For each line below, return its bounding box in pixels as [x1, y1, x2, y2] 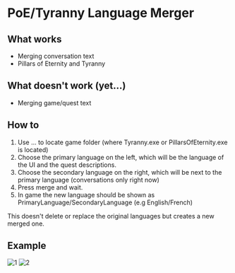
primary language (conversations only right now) [17, 175, 160, 184]
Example [7, 240, 47, 252]
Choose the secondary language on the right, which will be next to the [17, 168, 222, 176]
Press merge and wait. [17, 182, 83, 192]
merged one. [7, 219, 44, 228]
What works [7, 33, 62, 45]
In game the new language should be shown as [17, 190, 155, 199]
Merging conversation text [17, 52, 95, 60]
